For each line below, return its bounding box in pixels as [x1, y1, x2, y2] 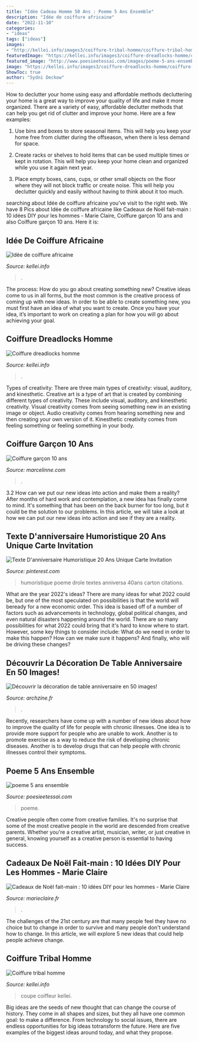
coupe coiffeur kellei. [20, 992, 72, 999]
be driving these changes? [6, 641, 71, 648]
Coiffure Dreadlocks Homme [6, 334, 113, 344]
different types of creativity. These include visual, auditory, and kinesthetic [6, 397, 187, 404]
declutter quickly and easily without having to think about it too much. [14, 188, 184, 195]
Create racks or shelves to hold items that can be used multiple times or [14, 151, 190, 158]
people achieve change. [6, 936, 65, 943]
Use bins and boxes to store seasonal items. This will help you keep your [14, 128, 192, 135]
